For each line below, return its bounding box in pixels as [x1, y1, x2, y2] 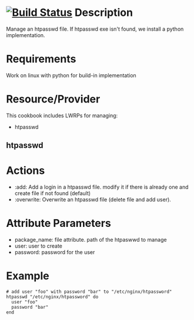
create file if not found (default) [14, 190, 91, 197]
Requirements [6, 52, 76, 66]
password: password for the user [14, 249, 95, 256]
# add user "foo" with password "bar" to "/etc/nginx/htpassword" [6, 289, 172, 295]
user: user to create [14, 242, 63, 250]
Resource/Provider [6, 93, 101, 106]
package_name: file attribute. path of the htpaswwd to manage [14, 236, 167, 243]
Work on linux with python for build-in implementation [6, 71, 136, 79]
